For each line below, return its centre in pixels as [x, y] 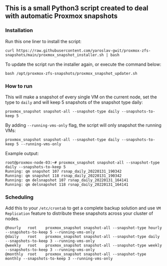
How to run [19, 86]
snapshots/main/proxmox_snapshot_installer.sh [54, 55]
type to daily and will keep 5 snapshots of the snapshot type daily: [74, 102]
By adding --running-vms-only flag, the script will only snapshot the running [83, 125]
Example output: [22, 153]
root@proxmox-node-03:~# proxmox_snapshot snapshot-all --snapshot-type [82, 163]
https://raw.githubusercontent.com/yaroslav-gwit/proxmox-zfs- [83, 50]
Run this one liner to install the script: [43, 41]
